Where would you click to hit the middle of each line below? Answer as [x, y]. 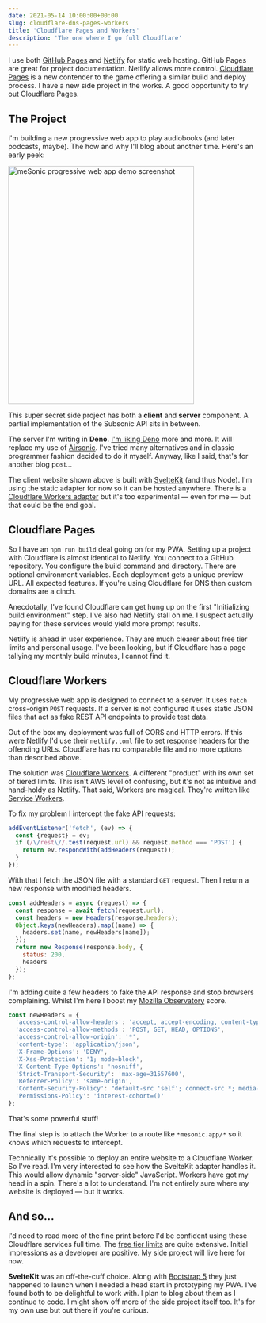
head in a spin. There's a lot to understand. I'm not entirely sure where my [129, 1183]
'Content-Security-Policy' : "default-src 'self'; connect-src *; [125, 1089]
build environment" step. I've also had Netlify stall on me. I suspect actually [131, 615]
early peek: [27, 155]
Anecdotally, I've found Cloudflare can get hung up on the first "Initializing [129, 606]
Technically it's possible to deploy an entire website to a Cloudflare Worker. [131, 1158]
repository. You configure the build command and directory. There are [122, 566]
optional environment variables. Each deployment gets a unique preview [126, 574]
